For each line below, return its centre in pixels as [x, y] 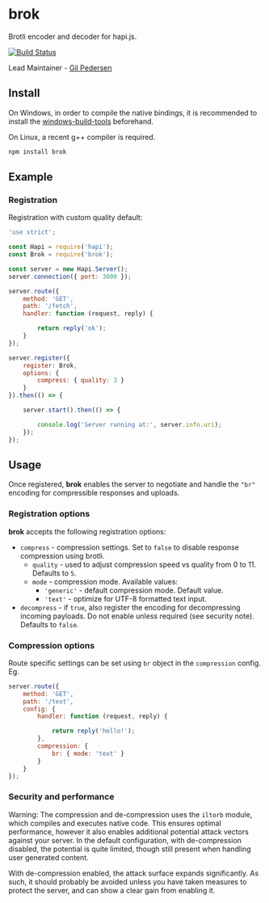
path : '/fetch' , [50, 306]
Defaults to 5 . [54, 573]
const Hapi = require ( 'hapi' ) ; [61, 247]
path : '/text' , [48, 701]
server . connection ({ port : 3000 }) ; [70, 276]
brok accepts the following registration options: [87, 531]
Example [31, 177]
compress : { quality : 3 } [81, 381]
